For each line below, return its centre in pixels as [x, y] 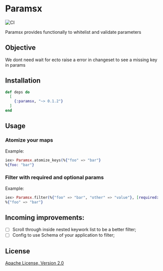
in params [15, 65]
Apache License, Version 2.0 [35, 263]
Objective [21, 48]
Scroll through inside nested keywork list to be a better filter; [74, 230]
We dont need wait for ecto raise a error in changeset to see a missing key [81, 60]
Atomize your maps [29, 140]
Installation [23, 81]
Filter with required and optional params [55, 178]
